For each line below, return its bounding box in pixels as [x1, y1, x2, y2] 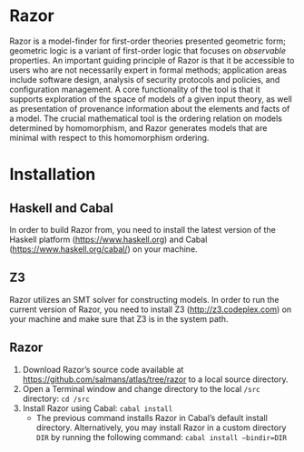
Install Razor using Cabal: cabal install [22, 402, 173, 414]
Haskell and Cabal [9, 200, 113, 216]
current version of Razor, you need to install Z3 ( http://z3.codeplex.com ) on [9, 304, 292, 315]
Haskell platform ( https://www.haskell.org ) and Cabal [9, 234, 208, 245]
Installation [9, 165, 96, 185]
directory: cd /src [22, 393, 91, 404]
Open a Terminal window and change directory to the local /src [22, 383, 260, 394]
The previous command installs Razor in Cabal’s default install [35, 412, 268, 423]
